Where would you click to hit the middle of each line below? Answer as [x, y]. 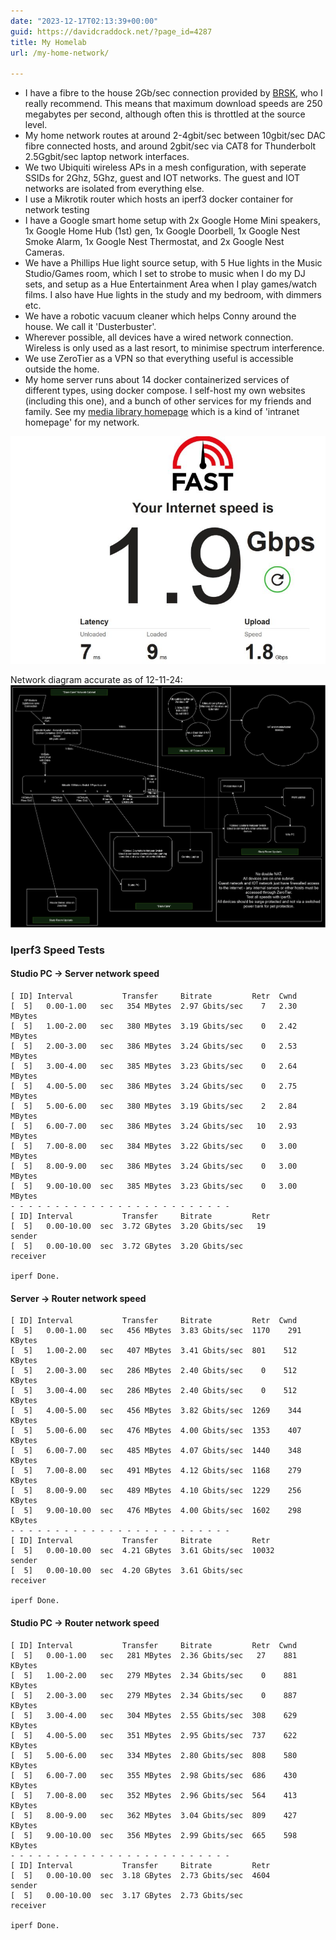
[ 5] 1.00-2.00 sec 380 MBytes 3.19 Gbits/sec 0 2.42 [154, 1026]
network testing [57, 210]
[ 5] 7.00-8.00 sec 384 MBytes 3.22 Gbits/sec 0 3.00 [154, 1146]
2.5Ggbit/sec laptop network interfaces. [107, 157]
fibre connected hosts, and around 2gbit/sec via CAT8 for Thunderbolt [170, 146]
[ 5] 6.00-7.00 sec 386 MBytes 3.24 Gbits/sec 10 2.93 [154, 1126]
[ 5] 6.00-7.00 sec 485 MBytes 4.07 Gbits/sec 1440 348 [156, 1451]
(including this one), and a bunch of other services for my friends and [168, 401]
